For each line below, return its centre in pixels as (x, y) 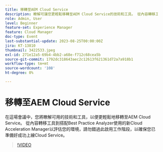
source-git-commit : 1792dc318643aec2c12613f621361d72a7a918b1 (69, 59)
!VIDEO (24, 145)
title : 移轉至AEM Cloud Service (37, 9)
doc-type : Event (21, 37)
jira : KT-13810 (20, 46)
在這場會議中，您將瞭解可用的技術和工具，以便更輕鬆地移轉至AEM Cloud (78, 117)
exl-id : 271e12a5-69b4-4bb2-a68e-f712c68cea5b (53, 55)
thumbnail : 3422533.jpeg (30, 50)
